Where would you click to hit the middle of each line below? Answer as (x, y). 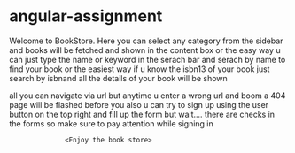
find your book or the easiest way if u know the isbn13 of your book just (140, 69)
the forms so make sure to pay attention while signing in (112, 123)
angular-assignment (86, 16)
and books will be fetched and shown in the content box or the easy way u (145, 50)
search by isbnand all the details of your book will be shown (118, 78)
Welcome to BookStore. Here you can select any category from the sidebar (146, 41)
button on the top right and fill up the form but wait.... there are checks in (142, 114)
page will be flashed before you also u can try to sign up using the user (139, 104)
